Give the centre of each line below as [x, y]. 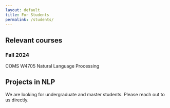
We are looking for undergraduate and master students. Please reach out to [85, 94]
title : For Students [27, 15]
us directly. [17, 100]
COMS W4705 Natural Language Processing [52, 66]
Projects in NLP [30, 82]
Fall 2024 [17, 55]
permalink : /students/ [30, 19]
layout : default [23, 10]
